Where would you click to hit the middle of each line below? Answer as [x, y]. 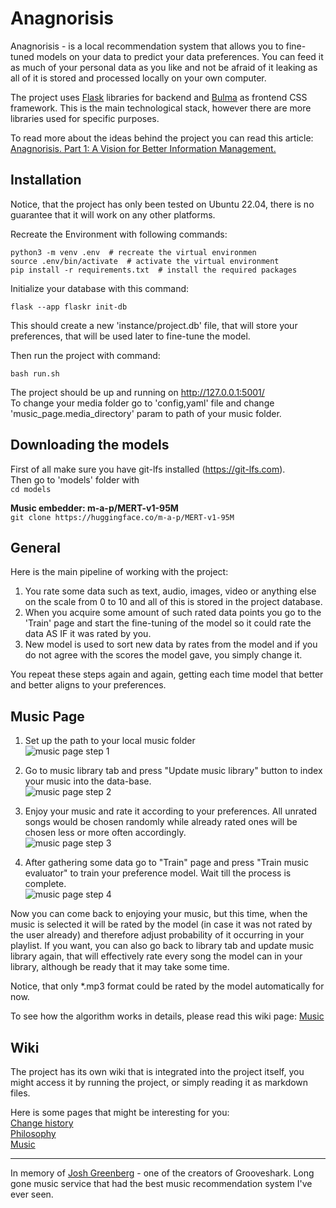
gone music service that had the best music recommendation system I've [161, 1183]
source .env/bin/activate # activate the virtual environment [145, 261]
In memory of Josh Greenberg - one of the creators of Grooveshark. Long [162, 1173]
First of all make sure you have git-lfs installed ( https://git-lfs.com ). [148, 469]
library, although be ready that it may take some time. [120, 967]
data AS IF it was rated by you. [88, 634]
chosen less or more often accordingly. [105, 833]
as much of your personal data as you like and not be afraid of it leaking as [164, 67]
